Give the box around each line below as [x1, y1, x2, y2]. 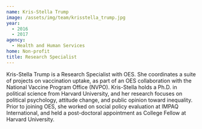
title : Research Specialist [6, 54, 77, 60]
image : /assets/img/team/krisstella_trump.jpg [6, 15, 126, 21]
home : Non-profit [6, 48, 50, 55]
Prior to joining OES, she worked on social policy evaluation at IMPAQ [6, 102, 179, 110]
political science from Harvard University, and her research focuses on [6, 90, 183, 97]
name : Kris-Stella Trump [6, 8, 69, 15]
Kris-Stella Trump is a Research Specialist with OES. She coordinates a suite [6, 70, 197, 78]
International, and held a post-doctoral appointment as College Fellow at [6, 109, 186, 116]
